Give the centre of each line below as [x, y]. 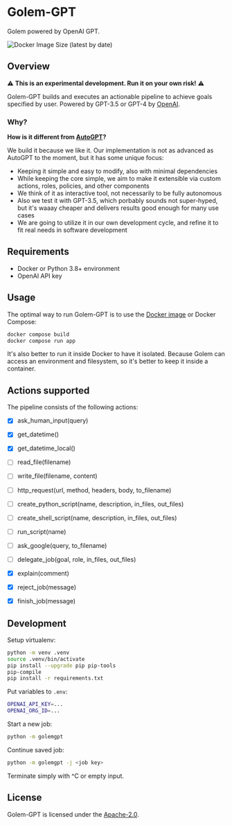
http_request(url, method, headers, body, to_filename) [94, 490]
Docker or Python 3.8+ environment [68, 268]
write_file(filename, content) [57, 476]
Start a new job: [30, 724]
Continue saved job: [36, 749]
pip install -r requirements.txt [55, 678]
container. [21, 369]
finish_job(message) [46, 601]
